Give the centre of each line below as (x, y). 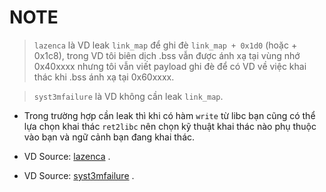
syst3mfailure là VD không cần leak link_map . (128, 96)
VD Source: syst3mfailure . (79, 175)
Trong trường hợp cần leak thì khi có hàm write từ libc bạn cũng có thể (169, 115)
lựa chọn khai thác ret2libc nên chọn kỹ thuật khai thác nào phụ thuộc (170, 126)
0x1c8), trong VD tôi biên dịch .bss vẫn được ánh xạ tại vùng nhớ (167, 55)
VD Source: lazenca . (67, 156)
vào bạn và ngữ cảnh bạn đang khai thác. (109, 137)
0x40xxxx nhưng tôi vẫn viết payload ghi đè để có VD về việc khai (170, 66)
